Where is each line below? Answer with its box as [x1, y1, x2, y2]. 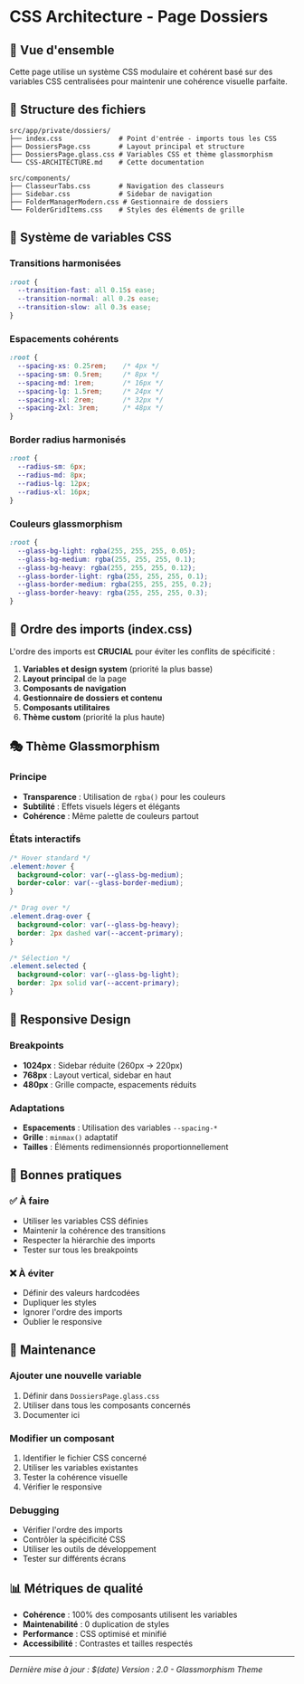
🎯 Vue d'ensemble [9, 43, 115, 58]
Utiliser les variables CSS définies [22, 1215, 149, 1226]
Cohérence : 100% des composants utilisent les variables [22, 1609, 238, 1620]
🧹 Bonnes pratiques [9, 1167, 122, 1183]
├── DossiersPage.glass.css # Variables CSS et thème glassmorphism [9, 149, 273, 159]
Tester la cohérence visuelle [22, 1471, 128, 1482]
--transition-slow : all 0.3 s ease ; [17, 303, 152, 312]
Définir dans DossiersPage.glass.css [22, 1390, 160, 1401]
